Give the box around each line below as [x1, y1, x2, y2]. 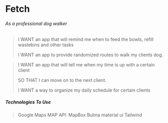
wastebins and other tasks [17, 42, 74, 48]
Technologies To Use [5, 99, 51, 105]
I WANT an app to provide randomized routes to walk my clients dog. [17, 52, 163, 58]
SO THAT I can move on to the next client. [17, 77, 107, 83]
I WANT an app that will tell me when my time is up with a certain [17, 62, 155, 68]
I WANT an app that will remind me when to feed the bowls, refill [17, 37, 154, 43]
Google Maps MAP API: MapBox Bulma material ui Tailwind [17, 112, 142, 118]
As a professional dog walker [5, 20, 68, 26]
